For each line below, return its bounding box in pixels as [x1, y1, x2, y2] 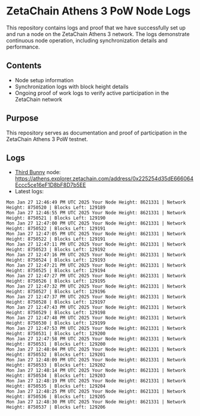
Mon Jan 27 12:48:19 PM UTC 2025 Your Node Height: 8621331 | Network [6, 378, 186, 384]
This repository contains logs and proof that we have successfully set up [6, 24, 186, 31]
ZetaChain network [14, 95, 63, 103]
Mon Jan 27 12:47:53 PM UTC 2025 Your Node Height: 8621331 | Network [6, 325, 186, 331]
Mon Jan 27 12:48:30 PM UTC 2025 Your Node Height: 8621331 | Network [6, 399, 186, 405]
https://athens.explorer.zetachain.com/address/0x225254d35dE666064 [14, 175, 193, 182]
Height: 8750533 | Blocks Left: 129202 [6, 362, 106, 369]
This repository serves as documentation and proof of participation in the [6, 129, 187, 136]
